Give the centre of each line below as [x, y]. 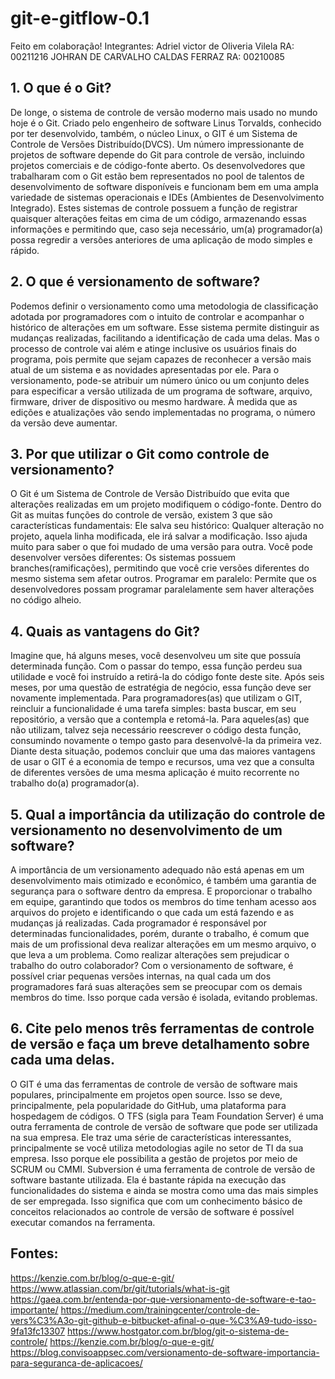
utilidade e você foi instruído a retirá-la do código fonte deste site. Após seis [167, 677]
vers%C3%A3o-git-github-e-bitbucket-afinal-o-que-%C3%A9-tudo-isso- [164, 1320]
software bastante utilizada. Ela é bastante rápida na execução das [148, 1179]
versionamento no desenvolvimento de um [146, 830]
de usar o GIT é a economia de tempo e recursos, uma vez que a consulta [162, 762]
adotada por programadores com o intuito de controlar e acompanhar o [157, 316]
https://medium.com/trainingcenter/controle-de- [160, 1309]
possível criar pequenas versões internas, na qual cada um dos [141, 976]
